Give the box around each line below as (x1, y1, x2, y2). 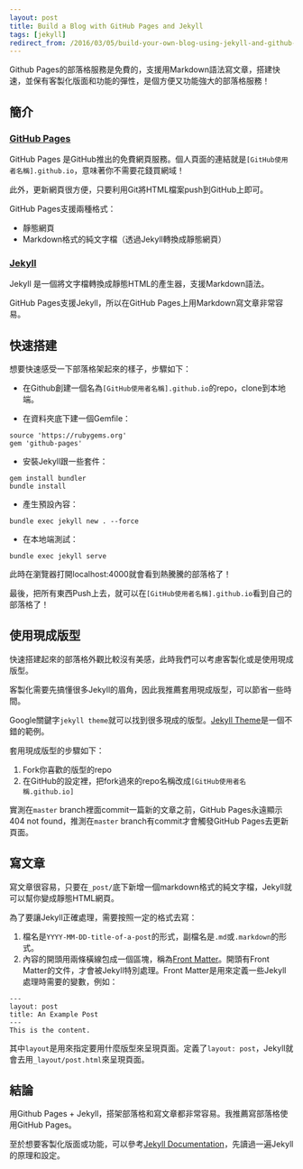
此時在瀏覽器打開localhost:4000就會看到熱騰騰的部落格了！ (9, 569, 232, 580)
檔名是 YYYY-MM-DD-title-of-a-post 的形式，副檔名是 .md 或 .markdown (22, 931, 271, 942)
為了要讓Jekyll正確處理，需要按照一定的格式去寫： (9, 912, 197, 923)
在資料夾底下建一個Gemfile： (22, 413, 131, 424)
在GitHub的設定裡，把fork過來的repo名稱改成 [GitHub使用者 (22, 775, 240, 786)
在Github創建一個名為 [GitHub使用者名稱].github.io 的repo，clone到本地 (22, 382, 287, 393)
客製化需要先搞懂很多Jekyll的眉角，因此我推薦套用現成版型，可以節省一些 (9, 684, 284, 695)
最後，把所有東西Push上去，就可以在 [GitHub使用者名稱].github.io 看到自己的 (9, 588, 293, 599)
